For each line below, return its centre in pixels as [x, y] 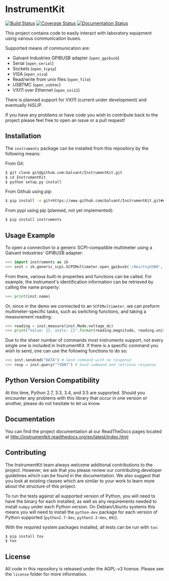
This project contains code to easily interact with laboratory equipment [78, 33]
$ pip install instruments [33, 220]
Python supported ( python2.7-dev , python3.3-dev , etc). [62, 517]
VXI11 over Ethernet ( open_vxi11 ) [46, 90]
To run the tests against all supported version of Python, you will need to [80, 496]
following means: [23, 153]
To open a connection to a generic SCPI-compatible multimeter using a [79, 247]
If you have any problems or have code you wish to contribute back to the [82, 115]
